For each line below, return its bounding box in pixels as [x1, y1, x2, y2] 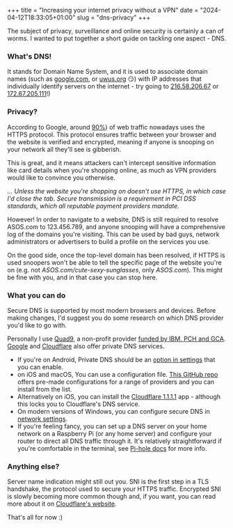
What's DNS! [7, 52, 52, 61]
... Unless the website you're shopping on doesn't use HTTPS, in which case [7, 187, 226, 195]
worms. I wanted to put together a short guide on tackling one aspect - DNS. [7, 34, 227, 42]
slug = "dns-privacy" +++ [77, 13, 151, 22]
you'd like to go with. [7, 320, 67, 329]
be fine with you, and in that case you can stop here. [7, 273, 158, 281]
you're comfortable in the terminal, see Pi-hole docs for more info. [17, 444, 207, 452]
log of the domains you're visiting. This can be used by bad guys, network [7, 230, 220, 238]
